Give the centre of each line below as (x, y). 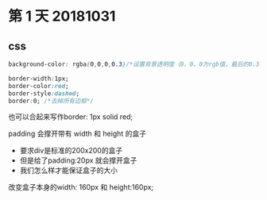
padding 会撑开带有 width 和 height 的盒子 (77, 134)
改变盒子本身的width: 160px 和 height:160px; (81, 187)
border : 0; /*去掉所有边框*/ (51, 101)
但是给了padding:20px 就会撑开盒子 (78, 160)
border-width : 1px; (39, 79)
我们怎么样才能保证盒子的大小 (68, 171)
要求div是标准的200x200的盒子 (71, 151)
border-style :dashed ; (44, 93)
